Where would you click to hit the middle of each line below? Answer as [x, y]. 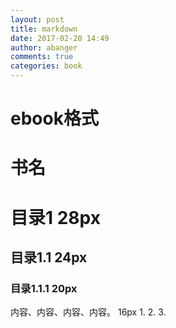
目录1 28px [55, 217]
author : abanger [44, 47]
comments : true [42, 57]
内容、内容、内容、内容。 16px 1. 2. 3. [88, 312]
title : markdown [44, 29]
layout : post [37, 19]
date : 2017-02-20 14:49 [60, 38]
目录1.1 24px [49, 257]
